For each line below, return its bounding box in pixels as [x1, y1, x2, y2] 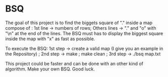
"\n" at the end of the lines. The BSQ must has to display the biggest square [5, 30, 163, 36]
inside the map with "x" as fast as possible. [5, 36, 95, 42]
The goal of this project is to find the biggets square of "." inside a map [5, 20, 153, 26]
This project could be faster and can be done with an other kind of [5, 60, 144, 66]
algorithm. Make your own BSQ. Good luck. [5, 66, 95, 72]
